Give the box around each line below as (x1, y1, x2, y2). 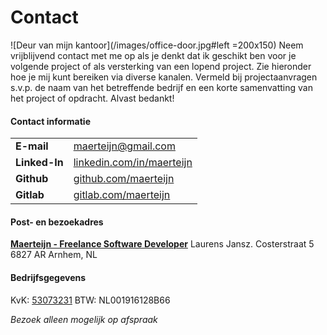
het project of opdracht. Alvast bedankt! (10, 92, 175, 104)
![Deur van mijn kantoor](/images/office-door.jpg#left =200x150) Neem (10, 39, 304, 51)
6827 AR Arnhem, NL (10, 249, 98, 261)
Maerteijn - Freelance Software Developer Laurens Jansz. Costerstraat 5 (10, 238, 315, 250)
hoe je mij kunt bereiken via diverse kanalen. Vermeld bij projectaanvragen (10, 71, 318, 83)
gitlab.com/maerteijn (73, 188, 171, 202)
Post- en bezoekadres (10, 216, 104, 228)
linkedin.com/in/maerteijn (73, 156, 193, 170)
